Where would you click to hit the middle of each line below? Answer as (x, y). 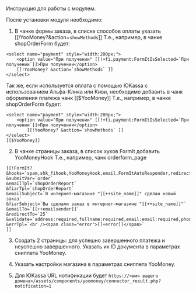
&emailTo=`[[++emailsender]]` (43, 209)
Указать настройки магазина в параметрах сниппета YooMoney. (95, 264)
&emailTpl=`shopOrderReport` (41, 184)
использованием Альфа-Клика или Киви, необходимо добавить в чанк (94, 92)
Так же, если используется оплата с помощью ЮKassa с (77, 85)
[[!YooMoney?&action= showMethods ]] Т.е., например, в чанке (88, 37)
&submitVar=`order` (30, 178)
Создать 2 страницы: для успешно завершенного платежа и (90, 240)
